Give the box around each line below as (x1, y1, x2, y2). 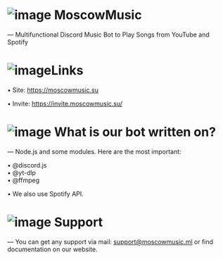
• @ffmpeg (7, 176, 40, 184)
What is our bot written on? (53, 124, 217, 140)
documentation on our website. (7, 245, 98, 253)
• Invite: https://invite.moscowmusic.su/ (7, 99, 123, 108)
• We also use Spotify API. (7, 189, 84, 198)
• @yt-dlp (7, 168, 37, 177)
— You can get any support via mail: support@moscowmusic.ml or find (7, 237, 213, 246)
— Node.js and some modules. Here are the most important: (7, 147, 181, 156)
